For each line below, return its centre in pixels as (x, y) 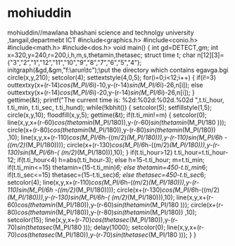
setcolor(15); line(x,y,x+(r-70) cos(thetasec (69, 219)
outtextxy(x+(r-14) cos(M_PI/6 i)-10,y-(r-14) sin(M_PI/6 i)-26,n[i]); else (105, 85)
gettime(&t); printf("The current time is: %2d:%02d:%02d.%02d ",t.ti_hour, (116, 99)
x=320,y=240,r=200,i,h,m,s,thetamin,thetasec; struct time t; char (101, 55)
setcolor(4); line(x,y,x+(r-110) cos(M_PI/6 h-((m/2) (78, 182)
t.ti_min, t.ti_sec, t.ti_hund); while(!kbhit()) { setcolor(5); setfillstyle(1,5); (110, 107)
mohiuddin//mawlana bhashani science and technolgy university (101, 32)
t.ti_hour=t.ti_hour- (201, 152)
